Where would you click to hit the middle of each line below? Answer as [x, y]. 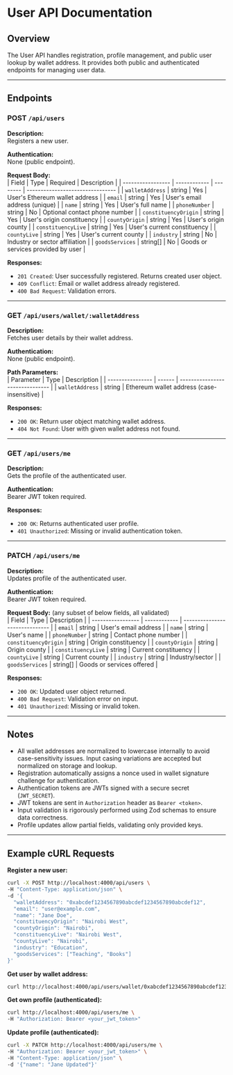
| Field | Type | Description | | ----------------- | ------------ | [95, 620]
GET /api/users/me [39, 453]
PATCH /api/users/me [44, 556]
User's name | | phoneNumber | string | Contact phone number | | [97, 635]
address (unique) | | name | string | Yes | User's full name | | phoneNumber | [111, 205]
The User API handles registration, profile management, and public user [110, 55]
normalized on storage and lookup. [67, 766]
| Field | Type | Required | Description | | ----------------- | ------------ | [110, 182]
